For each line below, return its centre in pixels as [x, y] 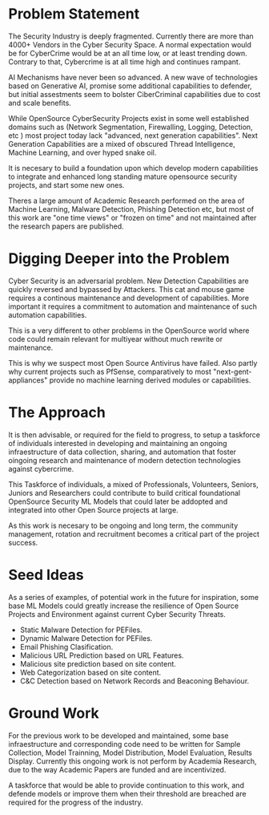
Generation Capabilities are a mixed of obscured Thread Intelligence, [122, 144]
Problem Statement [74, 14]
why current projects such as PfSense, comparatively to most [110, 371]
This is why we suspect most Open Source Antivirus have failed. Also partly [133, 363]
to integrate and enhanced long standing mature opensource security [123, 176]
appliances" [28, 380]
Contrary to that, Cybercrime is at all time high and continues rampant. [124, 62]
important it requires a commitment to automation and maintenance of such [133, 306]
